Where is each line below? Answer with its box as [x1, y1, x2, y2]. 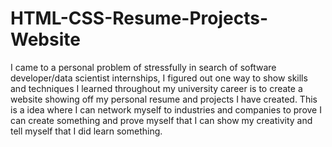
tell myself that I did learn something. [10, 125, 163, 137]
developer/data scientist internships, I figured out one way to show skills [10, 72, 308, 84]
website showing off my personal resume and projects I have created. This [10, 93, 318, 105]
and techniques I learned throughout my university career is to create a [10, 82, 303, 94]
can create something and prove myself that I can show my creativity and [10, 114, 313, 126]
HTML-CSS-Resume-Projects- [10, 7, 269, 30]
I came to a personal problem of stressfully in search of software [10, 61, 277, 73]
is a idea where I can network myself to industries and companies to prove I [10, 103, 322, 116]
